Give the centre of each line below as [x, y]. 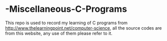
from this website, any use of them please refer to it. [59, 33]
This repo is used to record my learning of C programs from [67, 23]
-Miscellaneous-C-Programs [66, 9]
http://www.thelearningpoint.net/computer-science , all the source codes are [83, 28]
